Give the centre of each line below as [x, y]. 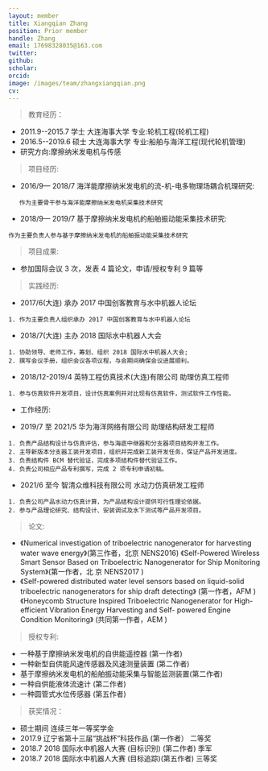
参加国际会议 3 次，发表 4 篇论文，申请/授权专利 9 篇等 [111, 269]
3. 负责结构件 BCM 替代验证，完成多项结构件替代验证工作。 [95, 461]
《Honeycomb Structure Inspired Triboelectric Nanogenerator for [126, 601]
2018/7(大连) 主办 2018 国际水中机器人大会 [91, 336]
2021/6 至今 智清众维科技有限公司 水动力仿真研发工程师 [112, 485]
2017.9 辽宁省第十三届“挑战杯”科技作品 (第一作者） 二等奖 [115, 739]
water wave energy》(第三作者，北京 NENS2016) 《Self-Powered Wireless [140, 553]
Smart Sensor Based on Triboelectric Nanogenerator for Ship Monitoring [140, 562]
